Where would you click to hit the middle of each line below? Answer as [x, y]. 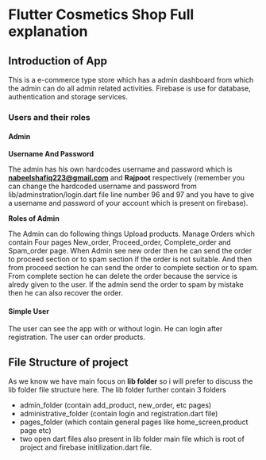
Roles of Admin [34, 218]
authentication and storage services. [68, 97]
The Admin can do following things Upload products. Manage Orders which [132, 234]
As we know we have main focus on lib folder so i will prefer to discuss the [131, 381]
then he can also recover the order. [66, 293]
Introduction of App [58, 61]
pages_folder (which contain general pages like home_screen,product [134, 422]
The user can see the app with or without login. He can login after [116, 329]
